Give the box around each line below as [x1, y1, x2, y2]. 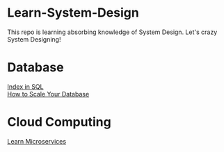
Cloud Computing [7, 115, 111, 130]
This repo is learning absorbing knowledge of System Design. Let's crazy [7, 28, 218, 36]
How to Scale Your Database [7, 90, 90, 98]
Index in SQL [7, 82, 44, 91]
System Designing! [7, 35, 61, 43]
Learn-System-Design [7, 5, 139, 21]
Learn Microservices [7, 137, 67, 145]
